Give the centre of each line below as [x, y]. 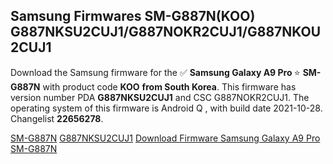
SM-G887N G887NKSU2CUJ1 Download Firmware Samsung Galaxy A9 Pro [165, 138]
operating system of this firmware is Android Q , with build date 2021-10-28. [166, 108]
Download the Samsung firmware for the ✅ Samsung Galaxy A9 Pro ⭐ [155, 72]
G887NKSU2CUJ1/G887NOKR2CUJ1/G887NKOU [166, 32]
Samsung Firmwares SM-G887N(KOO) [133, 16]
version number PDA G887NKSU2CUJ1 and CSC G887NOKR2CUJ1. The [160, 97]
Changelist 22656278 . [57, 118]
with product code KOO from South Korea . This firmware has [169, 86]
